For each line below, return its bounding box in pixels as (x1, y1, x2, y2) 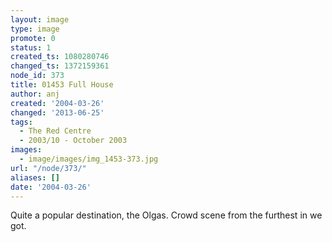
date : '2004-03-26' (10, 182, 92, 192)
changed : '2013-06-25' (10, 107, 105, 118)
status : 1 (10, 42, 52, 53)
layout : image (10, 14, 70, 25)
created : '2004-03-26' (10, 98, 105, 108)
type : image (10, 24, 60, 34)
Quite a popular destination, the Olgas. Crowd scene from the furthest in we (10, 209, 323, 221)
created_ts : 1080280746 (10, 52, 110, 62)
